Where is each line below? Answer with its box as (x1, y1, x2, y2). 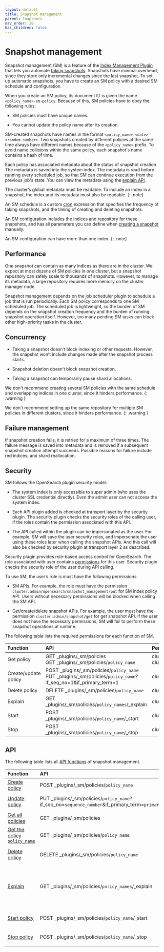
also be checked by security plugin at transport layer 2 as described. (12, 544, 151, 550)
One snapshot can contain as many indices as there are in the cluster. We (5, 263, 153, 269)
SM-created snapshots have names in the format (5, 131, 103, 137)
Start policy (7, 915, 34, 922)
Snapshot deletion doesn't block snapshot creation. (12, 366, 116, 372)
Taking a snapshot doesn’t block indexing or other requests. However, (12, 346, 153, 352)
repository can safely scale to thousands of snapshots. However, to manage (5, 273, 158, 279)
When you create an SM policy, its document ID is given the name (5, 93, 138, 99)
